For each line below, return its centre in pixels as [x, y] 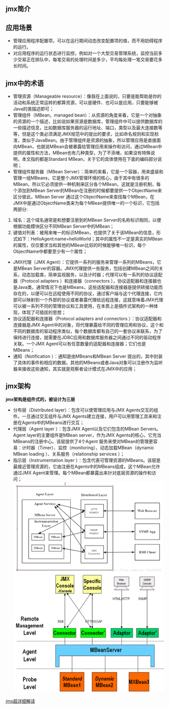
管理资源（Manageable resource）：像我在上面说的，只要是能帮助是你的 [87, 96]
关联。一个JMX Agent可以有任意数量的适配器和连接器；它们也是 [79, 344]
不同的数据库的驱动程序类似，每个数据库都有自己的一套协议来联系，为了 [88, 331]
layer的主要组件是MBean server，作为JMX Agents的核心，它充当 [94, 435]
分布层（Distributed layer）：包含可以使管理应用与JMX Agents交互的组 [86, 410]
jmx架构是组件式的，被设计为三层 [40, 399]
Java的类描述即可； [33, 109]
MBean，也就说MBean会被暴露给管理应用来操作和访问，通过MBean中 [90, 147]
